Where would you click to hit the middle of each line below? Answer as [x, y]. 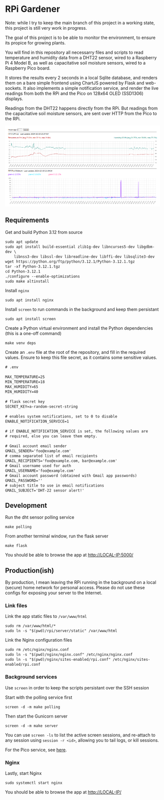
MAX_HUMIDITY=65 [22, 387]
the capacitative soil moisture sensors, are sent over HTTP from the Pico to [81, 113]
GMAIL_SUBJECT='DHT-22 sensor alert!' [45, 490]
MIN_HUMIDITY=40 [22, 392]
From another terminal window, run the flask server [57, 536]
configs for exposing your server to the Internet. [54, 593]
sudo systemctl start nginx [34, 783]
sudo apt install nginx [29, 300]
